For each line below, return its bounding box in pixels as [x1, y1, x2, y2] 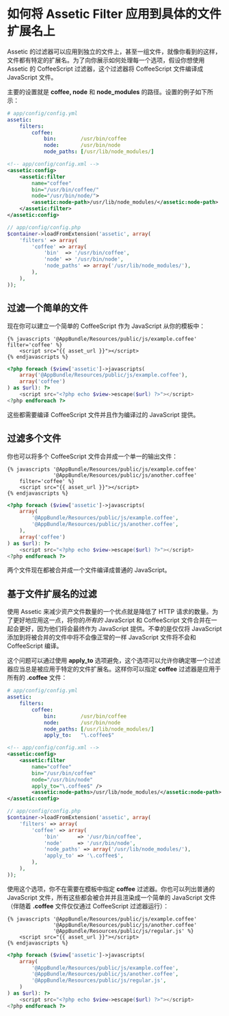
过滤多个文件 [7, 433, 62, 445]
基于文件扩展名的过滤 [7, 588, 97, 600]
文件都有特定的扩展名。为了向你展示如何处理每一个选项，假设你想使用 [7, 56, 205, 64]
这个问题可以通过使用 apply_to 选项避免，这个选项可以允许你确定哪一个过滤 [7, 657, 221, 665]
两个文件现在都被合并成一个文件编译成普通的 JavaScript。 [7, 566, 171, 574]
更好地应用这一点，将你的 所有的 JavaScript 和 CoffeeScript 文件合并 [12, 616, 206, 624]
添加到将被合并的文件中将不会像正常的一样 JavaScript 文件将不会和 [7, 633, 197, 641]
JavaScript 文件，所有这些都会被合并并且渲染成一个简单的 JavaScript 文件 [7, 893, 217, 901]
